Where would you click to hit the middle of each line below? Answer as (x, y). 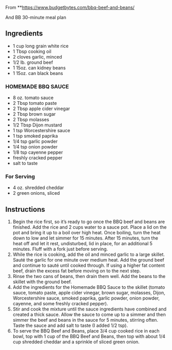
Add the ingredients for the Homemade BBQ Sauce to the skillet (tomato (89, 287)
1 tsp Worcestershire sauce (41, 131)
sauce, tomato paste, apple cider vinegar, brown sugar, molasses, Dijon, (89, 293)
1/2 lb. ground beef (33, 62)
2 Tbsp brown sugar (34, 114)
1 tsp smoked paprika (35, 136)
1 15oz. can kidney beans (39, 68)
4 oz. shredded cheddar (38, 188)
